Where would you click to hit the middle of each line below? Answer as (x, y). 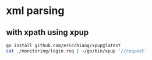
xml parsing (35, 11)
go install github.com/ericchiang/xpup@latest (63, 45)
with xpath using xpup (47, 32)
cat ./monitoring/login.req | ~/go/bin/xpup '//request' (77, 51)
